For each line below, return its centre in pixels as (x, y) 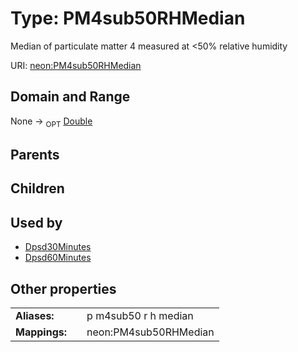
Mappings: (41, 332)
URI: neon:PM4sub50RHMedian (76, 65)
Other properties (63, 288)
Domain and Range (70, 97)
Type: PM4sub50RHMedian (128, 18)
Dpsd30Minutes (58, 247)
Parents (35, 154)
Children (37, 188)
